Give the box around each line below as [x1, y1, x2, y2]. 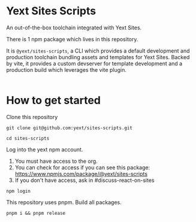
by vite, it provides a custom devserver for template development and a [6, 60, 183, 67]
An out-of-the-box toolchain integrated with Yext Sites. [6, 24, 142, 31]
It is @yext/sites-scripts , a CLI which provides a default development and [6, 47, 190, 54]
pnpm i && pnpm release [6, 210, 66, 216]
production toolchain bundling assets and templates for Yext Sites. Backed [6, 53, 190, 60]
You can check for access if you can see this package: [14, 163, 150, 171]
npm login [6, 188, 31, 194]
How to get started [6, 94, 101, 107]
